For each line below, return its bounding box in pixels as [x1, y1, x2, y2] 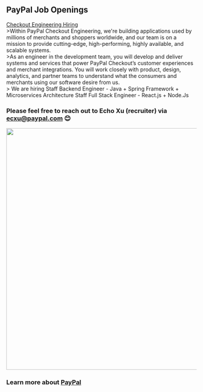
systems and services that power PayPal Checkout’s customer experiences [6, 59, 193, 66]
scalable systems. [6, 47, 51, 54]
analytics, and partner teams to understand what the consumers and [6, 72, 177, 79]
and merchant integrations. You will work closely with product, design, [6, 66, 181, 73]
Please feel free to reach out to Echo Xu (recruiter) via [6, 106, 167, 115]
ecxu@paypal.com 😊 [6, 114, 71, 123]
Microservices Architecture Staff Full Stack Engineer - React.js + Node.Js [6, 91, 189, 98]
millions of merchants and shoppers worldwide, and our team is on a [6, 33, 177, 41]
